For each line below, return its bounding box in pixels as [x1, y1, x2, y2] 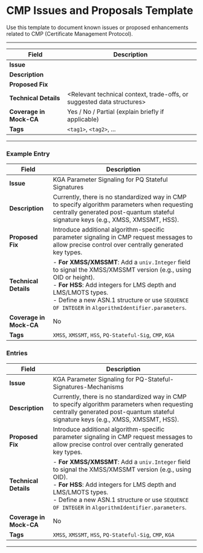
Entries [6, 349, 28, 358]
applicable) [67, 115, 100, 123]
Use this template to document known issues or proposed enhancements [6, 24, 188, 31]
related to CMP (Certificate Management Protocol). [6, 30, 133, 37]
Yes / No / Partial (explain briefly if [67, 107, 164, 116]
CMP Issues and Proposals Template [6, 4, 193, 18]
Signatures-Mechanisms [53, 383, 124, 391]
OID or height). [53, 273, 95, 282]
